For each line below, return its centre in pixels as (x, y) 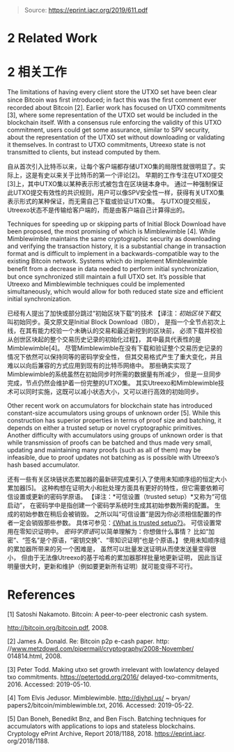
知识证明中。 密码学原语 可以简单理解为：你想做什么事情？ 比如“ (117, 532)
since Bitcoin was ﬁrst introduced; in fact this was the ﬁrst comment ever (112, 100)
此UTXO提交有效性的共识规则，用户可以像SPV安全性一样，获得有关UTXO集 (116, 193)
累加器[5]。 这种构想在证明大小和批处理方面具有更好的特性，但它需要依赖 (113, 488)
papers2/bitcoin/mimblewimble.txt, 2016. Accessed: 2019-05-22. (101, 705)
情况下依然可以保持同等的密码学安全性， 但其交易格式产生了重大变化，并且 (115, 357)
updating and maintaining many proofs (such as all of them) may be (104, 450)
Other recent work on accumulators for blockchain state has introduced (110, 406)
